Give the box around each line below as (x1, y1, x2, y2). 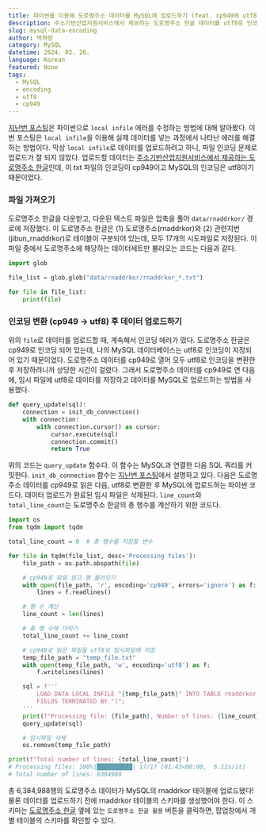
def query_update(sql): (8, 401, 87, 409)
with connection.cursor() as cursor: (36, 422, 161, 431)
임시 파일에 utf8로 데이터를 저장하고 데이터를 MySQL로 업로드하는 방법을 (18, 375, 244, 385)
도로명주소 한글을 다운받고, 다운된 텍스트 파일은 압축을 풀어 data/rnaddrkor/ (8, 214, 245, 223)
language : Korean (8, 56, 66, 64)
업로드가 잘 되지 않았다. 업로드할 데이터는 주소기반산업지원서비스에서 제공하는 (8, 152, 248, 163)
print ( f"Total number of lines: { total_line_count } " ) (8, 756, 190, 764)
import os (8, 516, 41, 524)
